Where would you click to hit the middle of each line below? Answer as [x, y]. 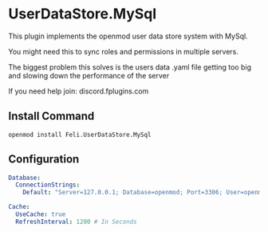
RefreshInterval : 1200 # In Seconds [76, 222]
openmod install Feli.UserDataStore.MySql [80, 134]
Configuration [44, 160]
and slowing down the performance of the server [89, 75]
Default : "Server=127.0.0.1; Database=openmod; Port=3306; [123, 193]
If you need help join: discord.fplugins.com [79, 91]
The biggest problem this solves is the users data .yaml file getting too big [130, 67]
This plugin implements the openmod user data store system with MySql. [128, 36]
